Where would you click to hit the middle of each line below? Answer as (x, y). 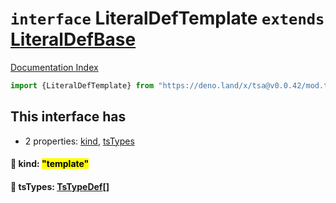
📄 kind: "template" (50, 164)
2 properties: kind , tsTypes (79, 141)
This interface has (68, 117)
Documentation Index (54, 67)
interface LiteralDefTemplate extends (167, 18)
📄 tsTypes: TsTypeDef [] (60, 186)
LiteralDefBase (73, 39)
